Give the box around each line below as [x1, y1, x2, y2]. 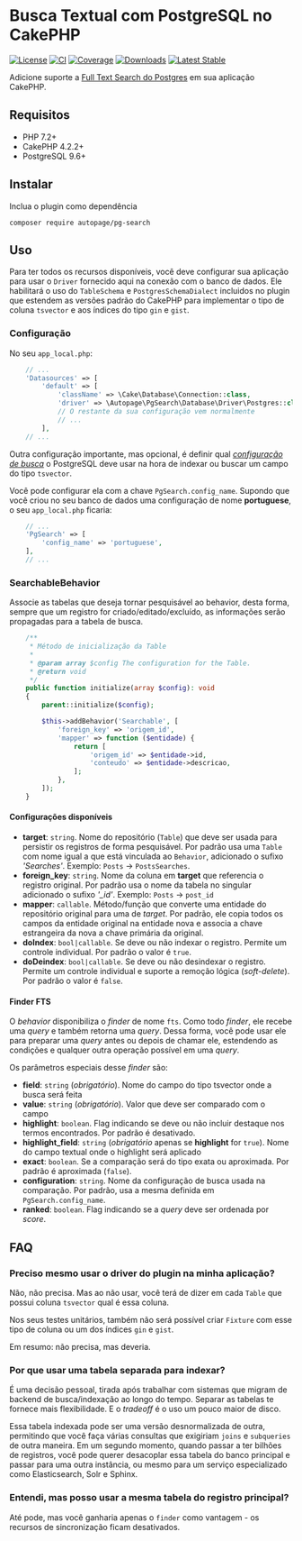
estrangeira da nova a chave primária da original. [22, 927, 204, 938]
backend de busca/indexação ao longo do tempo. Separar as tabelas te [9, 1394, 274, 1405]
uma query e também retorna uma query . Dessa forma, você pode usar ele [9, 1026, 287, 1036]
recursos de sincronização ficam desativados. [9, 1521, 181, 1532]
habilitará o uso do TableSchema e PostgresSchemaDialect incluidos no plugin [9, 286, 290, 296]
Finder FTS [9, 996, 51, 1007]
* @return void [29, 667, 87, 676]
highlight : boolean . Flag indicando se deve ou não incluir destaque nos [22, 1118, 285, 1129]
